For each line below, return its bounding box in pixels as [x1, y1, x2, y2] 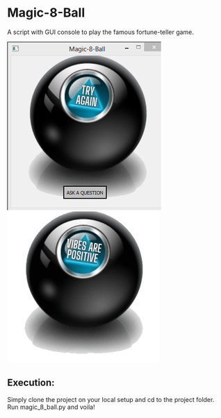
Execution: [7, 377, 55, 389]
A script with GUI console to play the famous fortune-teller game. [7, 28, 195, 36]
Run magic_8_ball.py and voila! [7, 403, 95, 411]
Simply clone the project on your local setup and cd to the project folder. [7, 395, 215, 403]
